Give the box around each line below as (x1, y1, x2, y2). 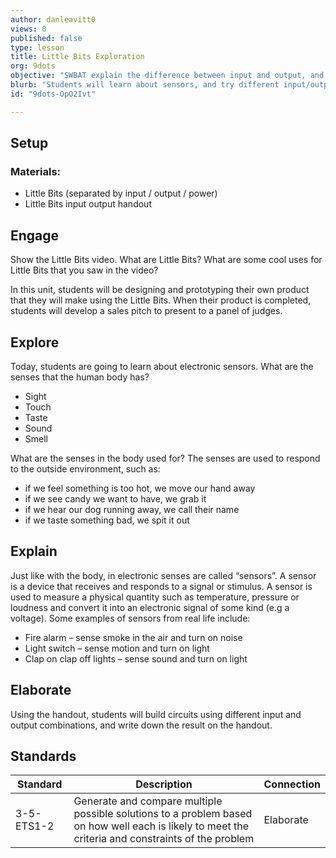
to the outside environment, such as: (10, 462, 161, 475)
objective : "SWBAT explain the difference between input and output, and (10, 71, 325, 81)
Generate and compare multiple (73, 794, 223, 808)
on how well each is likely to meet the (73, 819, 250, 833)
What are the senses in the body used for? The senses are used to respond (10, 452, 321, 464)
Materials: (10, 164, 62, 178)
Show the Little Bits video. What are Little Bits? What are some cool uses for (10, 254, 323, 266)
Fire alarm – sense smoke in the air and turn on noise (24, 631, 243, 643)
